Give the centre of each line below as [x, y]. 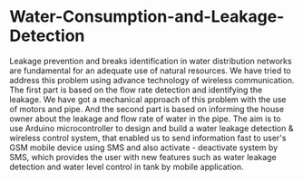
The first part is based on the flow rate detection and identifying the [136, 90]
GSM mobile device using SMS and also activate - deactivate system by [144, 148]
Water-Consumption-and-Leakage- [147, 17]
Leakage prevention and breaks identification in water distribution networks [151, 61]
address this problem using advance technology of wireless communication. [152, 80]
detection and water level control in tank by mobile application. [127, 167]
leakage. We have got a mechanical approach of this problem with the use [148, 99]
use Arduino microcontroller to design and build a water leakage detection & [151, 128]
